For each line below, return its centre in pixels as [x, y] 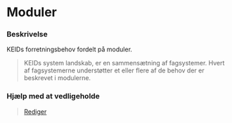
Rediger [35, 111]
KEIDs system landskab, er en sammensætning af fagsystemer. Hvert [124, 63]
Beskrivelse [27, 34]
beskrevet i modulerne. [57, 78]
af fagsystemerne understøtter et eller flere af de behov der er [114, 70]
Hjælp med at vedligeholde [53, 96]
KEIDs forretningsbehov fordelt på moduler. [70, 49]
